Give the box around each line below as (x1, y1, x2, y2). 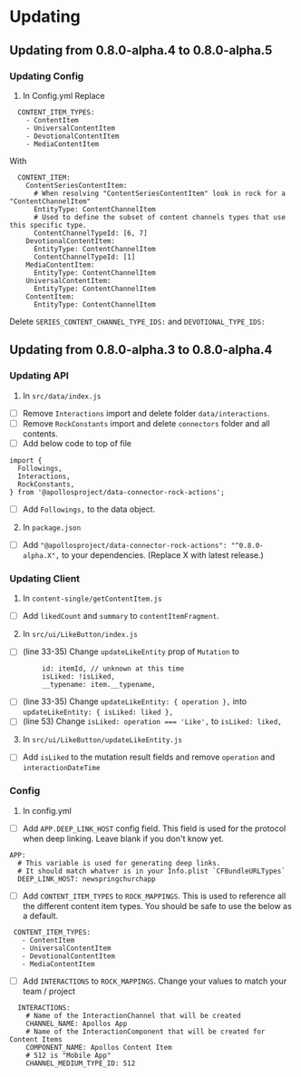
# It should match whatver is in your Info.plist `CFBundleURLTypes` (17, 866, 286, 876)
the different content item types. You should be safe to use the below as (22, 900, 292, 911)
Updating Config (9, 70, 84, 83)
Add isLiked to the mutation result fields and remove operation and (22, 751, 275, 763)
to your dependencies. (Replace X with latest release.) (62, 549, 265, 560)
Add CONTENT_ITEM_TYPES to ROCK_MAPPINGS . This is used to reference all (22, 890, 286, 901)
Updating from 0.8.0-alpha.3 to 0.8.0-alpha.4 (9, 342, 273, 357)
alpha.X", (22, 551, 61, 560)
